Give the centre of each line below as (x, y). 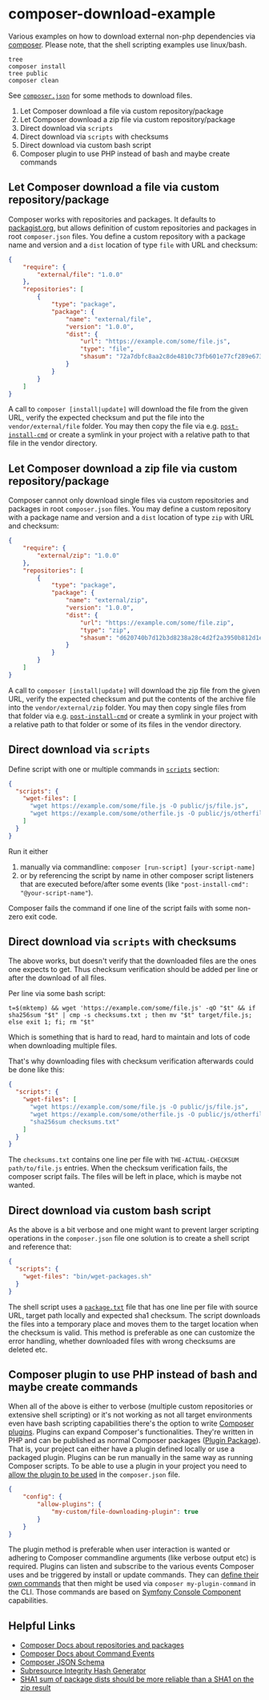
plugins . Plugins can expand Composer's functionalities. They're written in (131, 1432)
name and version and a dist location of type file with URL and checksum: (133, 245)
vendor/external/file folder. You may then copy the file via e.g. (114, 426)
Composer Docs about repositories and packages (102, 1645)
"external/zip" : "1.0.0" (78, 555)
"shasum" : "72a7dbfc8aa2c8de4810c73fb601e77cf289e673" (173, 357)
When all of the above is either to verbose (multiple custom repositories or (131, 1406)
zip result (35, 1688)
